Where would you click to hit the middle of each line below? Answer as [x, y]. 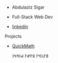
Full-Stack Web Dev [32, 17]
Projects [13, 36]
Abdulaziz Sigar [28, 7]
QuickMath [23, 46]
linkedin [20, 26]
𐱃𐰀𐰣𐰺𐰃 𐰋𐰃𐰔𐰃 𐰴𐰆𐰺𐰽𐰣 [30, 56]
